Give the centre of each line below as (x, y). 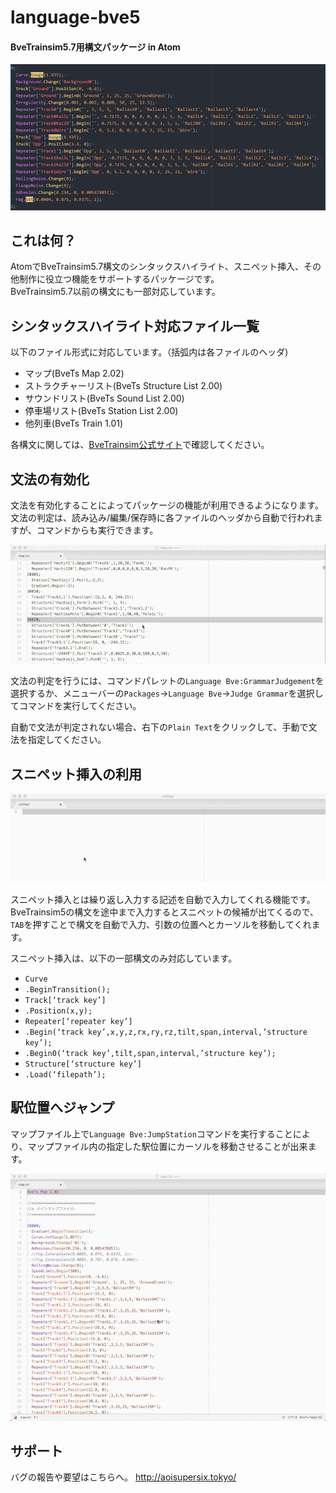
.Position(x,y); (58, 1011)
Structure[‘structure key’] (83, 1064)
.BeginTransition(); (67, 989)
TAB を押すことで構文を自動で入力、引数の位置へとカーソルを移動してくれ (161, 924)
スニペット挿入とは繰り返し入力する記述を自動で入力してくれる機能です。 (163, 899)
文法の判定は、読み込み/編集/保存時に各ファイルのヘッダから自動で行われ (162, 518)
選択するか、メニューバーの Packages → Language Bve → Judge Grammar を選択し (167, 693)
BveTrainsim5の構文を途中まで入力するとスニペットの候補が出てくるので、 (164, 912)
